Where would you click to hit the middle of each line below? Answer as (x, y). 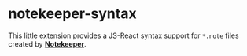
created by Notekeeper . (47, 43)
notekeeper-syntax (72, 14)
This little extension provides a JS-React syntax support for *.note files (124, 35)
